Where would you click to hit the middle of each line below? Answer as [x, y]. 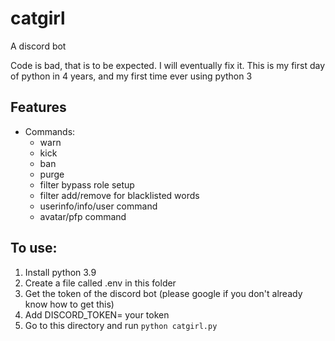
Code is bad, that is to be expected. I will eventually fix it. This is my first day [168, 65]
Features [38, 107]
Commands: [50, 131]
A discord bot [38, 46]
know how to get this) [69, 304]
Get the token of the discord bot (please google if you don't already [163, 293]
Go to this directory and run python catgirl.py [121, 325]
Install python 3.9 [60, 272]
